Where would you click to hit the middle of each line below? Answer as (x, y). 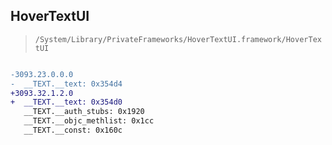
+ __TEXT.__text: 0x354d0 (66, 102)
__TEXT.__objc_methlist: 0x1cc (89, 121)
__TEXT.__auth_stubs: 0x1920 (84, 112)
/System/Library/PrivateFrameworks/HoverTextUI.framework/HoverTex (178, 39)
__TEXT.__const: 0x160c (73, 130)
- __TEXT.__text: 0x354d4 (66, 84)
